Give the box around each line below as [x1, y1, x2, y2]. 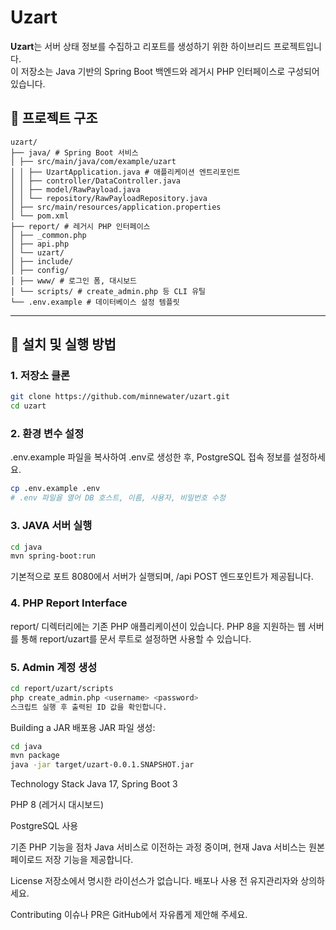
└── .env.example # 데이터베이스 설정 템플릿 [10, 297, 180, 307]
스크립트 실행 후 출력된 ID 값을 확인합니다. [10, 702, 168, 712]
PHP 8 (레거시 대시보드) [10, 799, 105, 811]
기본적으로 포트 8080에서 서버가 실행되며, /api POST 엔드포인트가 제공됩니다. [10, 571, 314, 583]
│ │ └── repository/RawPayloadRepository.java [10, 193, 208, 203]
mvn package [10, 751, 60, 761]
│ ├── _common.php [10, 230, 87, 240]
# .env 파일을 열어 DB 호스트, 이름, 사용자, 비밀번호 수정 [10, 493, 226, 503]
